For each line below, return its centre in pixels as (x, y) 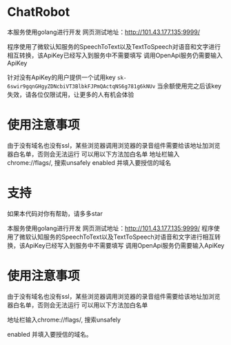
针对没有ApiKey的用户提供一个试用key (61, 77)
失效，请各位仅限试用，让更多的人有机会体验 (71, 95)
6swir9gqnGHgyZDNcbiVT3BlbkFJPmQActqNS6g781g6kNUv (81, 86)
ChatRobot (39, 12)
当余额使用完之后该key (189, 86)
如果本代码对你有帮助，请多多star (55, 213)
